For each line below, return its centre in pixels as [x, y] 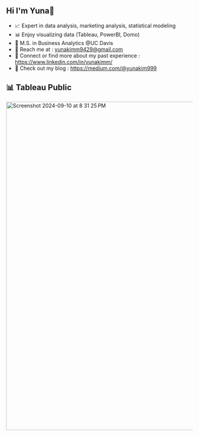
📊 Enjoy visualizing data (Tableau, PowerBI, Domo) [77, 34]
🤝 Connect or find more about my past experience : [77, 55]
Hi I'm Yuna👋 [31, 11]
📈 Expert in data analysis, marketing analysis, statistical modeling [95, 25]
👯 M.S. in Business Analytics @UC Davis [64, 43]
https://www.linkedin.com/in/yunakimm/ [63, 62]
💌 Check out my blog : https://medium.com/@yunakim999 [86, 68]
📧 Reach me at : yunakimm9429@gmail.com [69, 49]
